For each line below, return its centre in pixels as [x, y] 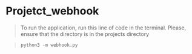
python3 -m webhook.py [49, 45]
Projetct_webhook [52, 11]
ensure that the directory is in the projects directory [85, 34]
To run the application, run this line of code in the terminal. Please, [103, 28]
